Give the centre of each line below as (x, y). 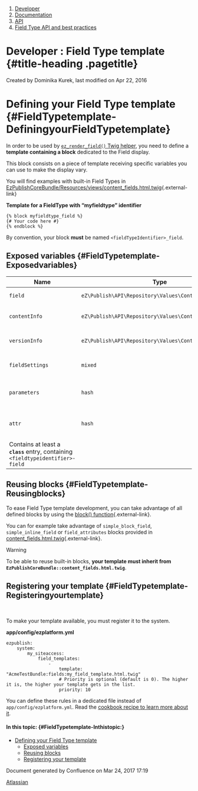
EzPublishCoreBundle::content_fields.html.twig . (66, 567)
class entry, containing (41, 451)
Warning (16, 550)
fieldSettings (29, 365)
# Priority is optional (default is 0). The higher (123, 680)
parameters (24, 392)
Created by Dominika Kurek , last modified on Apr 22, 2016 (77, 80)
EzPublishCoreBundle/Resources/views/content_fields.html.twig (84, 187)
